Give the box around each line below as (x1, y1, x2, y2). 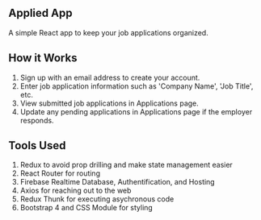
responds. (19, 115, 54, 125)
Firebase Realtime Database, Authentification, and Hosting (19, 177, 216, 187)
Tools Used (8, 139, 66, 152)
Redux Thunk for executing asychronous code (19, 194, 175, 204)
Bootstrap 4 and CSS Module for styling (19, 203, 154, 213)
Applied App (8, 6, 73, 20)
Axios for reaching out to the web (19, 185, 132, 196)
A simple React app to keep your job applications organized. (8, 27, 208, 37)
